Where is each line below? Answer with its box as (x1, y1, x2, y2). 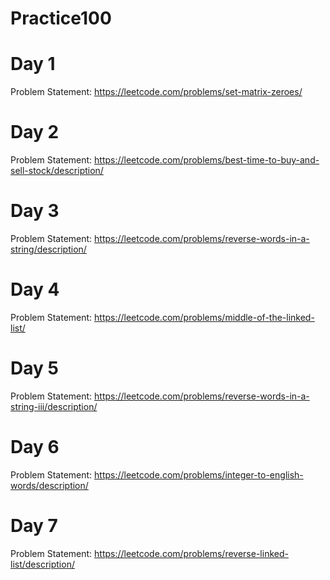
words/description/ (10, 479, 89, 491)
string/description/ (10, 243, 87, 255)
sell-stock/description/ (10, 165, 104, 177)
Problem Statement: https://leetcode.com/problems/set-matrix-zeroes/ (10, 86, 303, 98)
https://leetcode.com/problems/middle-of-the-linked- (94, 311, 315, 323)
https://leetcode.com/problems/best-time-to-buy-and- (94, 154, 320, 166)
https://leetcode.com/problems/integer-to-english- (94, 468, 304, 481)
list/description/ (10, 558, 75, 570)
